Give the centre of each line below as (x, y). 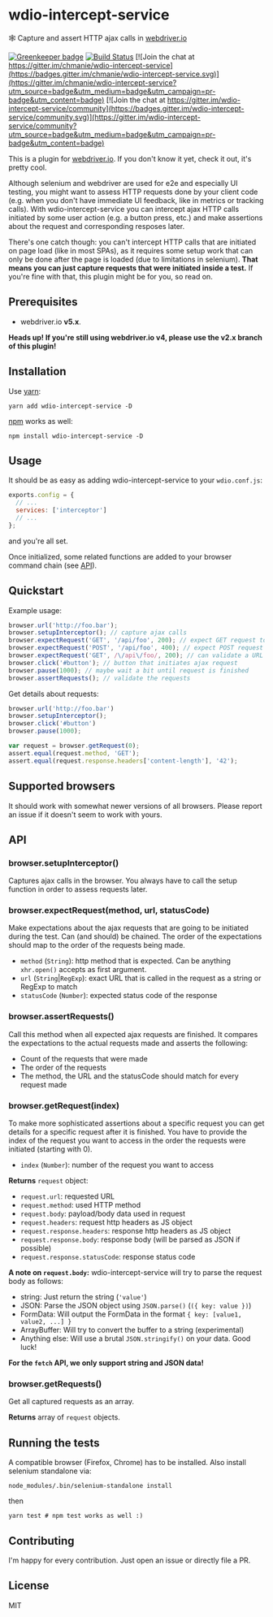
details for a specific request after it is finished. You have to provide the (128, 1132)
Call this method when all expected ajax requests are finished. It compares (133, 1034)
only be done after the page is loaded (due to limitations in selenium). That (133, 259)
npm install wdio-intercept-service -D (76, 436)
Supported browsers (62, 787)
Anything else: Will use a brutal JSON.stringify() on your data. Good (135, 1338)
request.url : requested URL (67, 1196)
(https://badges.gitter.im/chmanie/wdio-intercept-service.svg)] (114, 74)
